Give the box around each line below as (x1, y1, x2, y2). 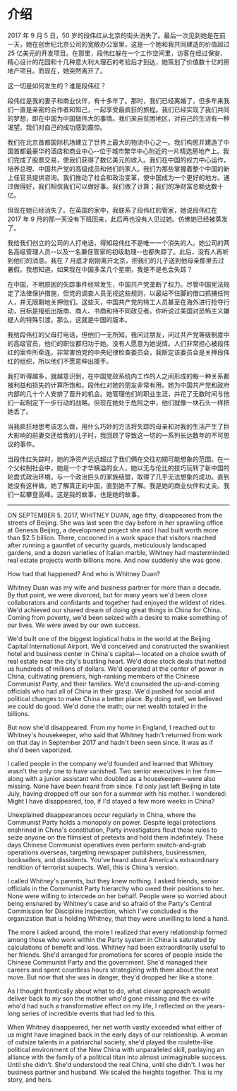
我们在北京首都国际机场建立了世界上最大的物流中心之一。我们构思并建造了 (7, 138, 224, 146)
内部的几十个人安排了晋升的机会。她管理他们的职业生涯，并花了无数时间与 (7, 389, 224, 398)
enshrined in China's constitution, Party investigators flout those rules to (7, 825, 217, 834)
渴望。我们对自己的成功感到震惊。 (7, 123, 107, 131)
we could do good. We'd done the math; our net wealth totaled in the (7, 702, 207, 710)
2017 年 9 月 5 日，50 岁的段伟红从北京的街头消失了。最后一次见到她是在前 (7, 31, 226, 40)
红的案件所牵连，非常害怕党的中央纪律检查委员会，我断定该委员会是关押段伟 (7, 347, 230, 357)
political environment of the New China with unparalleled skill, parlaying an (7, 1045, 224, 1054)
